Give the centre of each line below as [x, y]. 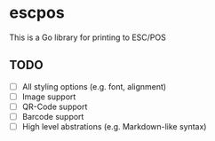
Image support [49, 97]
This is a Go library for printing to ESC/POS [88, 37]
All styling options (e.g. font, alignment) [94, 86]
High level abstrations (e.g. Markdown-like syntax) [114, 126]
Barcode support [53, 116]
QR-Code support [55, 106]
